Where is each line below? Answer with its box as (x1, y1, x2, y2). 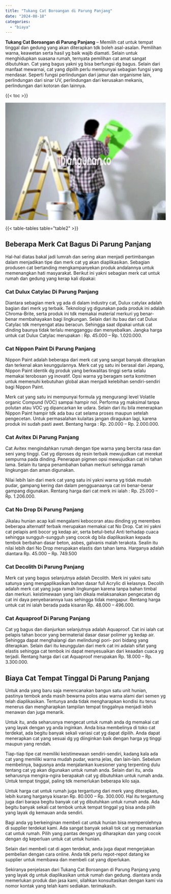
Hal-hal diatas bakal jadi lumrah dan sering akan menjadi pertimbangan (5, 253, 155, 259)
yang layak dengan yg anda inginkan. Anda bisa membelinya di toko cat (5, 725, 156, 731)
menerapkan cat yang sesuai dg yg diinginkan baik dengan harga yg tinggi (5, 735, 162, 742)
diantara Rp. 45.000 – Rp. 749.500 (5, 550, 77, 556)
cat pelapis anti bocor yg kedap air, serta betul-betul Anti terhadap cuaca (5, 529, 159, 535)
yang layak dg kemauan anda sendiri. (5, 810, 84, 816)
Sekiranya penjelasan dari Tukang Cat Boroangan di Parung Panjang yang (5, 866, 160, 873)
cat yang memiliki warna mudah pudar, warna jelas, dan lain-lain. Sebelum (5, 756, 161, 762)
